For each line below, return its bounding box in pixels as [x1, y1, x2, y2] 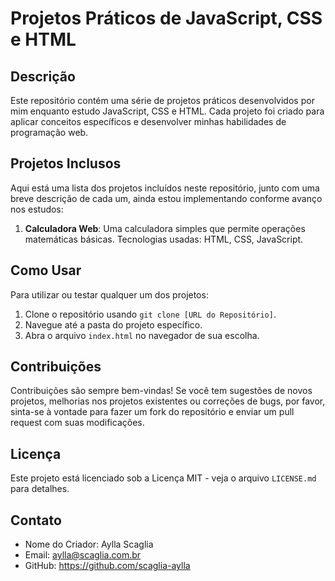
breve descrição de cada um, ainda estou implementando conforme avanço [10, 192, 323, 204]
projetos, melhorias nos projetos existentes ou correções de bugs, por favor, [10, 395, 326, 407]
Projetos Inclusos [10, 155, 122, 172]
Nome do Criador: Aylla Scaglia [24, 538, 154, 551]
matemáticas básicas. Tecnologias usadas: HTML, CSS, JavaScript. [24, 233, 304, 245]
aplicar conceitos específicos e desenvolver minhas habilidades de [10, 116, 287, 127]
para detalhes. [10, 483, 70, 495]
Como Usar [10, 262, 82, 279]
